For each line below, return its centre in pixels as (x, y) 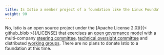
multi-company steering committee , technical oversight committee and (76, 38)
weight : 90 (16, 14)
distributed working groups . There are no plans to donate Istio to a (72, 43)
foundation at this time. (28, 48)
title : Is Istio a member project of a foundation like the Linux (74, 9)
